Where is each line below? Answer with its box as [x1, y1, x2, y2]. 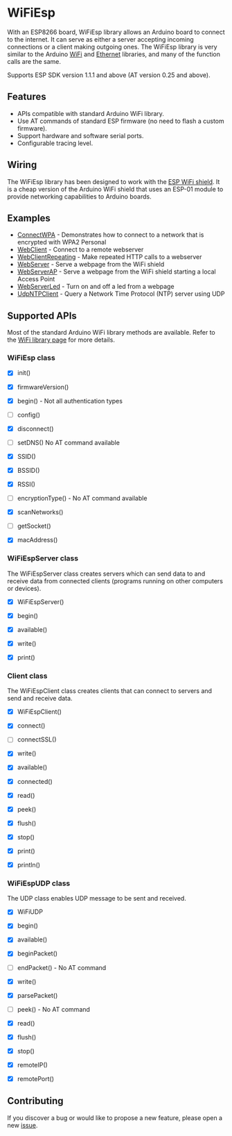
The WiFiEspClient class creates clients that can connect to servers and [7, 687, 213, 695]
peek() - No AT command [17, 1005, 90, 1013]
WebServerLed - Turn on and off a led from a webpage [17, 283, 175, 291]
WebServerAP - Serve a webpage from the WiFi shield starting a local [17, 267, 216, 276]
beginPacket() [17, 949, 57, 958]
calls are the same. [7, 57, 61, 65]
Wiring [7, 159, 37, 171]
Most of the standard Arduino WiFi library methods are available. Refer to [7, 328, 216, 337]
